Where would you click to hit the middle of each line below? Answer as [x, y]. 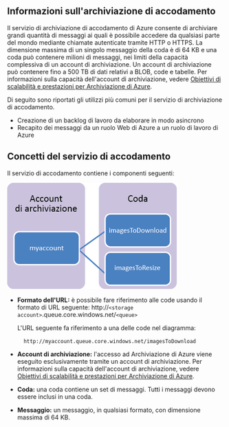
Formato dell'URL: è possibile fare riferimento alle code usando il [110, 300]
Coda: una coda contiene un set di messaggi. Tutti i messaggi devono [116, 389]
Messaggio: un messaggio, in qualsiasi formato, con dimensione [109, 410]
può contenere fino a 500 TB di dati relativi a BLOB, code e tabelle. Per [107, 72]
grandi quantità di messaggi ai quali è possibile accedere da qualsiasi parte [113, 35]
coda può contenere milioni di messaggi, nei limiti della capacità [98, 57]
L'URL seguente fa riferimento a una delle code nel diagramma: [106, 328]
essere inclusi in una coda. [55, 396]
